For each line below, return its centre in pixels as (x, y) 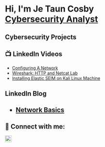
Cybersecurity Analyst (52, 19)
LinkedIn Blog (26, 94)
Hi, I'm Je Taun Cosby (49, 9)
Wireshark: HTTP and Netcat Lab (45, 73)
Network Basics (40, 110)
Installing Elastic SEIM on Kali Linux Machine (56, 78)
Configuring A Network (35, 68)
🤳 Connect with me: (35, 126)
